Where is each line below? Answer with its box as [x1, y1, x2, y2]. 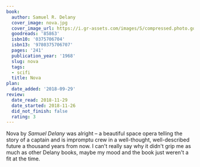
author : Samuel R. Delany [11, 14, 76, 20]
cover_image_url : [11, 25, 55, 31]
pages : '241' [11, 48, 44, 53]
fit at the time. [6, 155, 40, 162]
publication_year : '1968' [11, 53, 76, 59]
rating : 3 [11, 114, 36, 119]
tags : [11, 64, 26, 70]
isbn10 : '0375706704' [11, 36, 65, 42]
